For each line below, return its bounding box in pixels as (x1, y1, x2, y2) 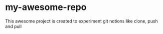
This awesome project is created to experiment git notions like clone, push (5, 18, 158, 24)
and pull (5, 23, 22, 29)
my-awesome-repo (5, 1, 87, 13)
